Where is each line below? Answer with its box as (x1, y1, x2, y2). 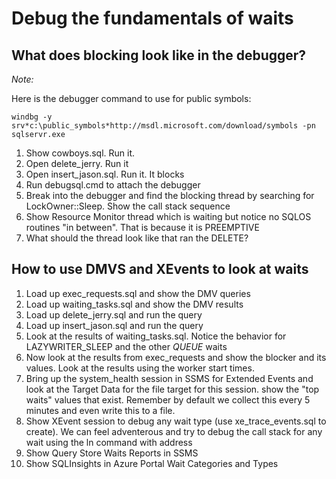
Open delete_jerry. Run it (25, 158, 129, 169)
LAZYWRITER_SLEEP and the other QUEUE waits (25, 340, 228, 352)
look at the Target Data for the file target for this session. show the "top (25, 383, 320, 395)
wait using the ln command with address (25, 436, 193, 448)
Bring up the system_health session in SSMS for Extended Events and (25, 372, 314, 384)
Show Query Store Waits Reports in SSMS (25, 447, 199, 459)
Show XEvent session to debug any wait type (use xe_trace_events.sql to (25, 415, 327, 427)
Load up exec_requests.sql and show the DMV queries (25, 287, 251, 299)
